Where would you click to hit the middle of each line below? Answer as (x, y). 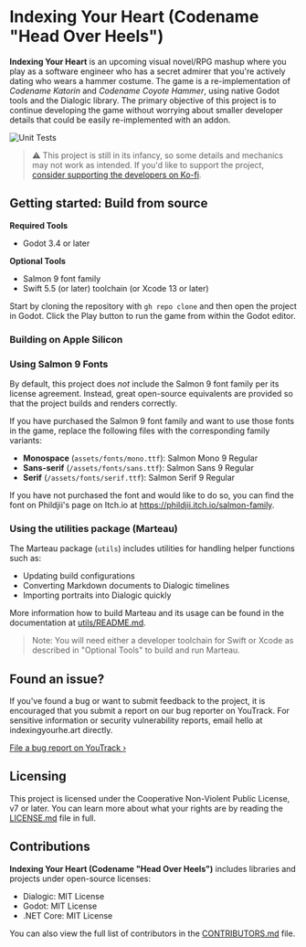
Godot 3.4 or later (56, 243)
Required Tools (39, 225)
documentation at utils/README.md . (78, 622)
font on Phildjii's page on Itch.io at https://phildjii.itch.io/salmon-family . (142, 505)
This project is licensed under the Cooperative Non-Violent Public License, (150, 798)
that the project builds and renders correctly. (94, 403)
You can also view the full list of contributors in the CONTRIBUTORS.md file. (153, 933)
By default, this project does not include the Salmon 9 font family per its (144, 383)
